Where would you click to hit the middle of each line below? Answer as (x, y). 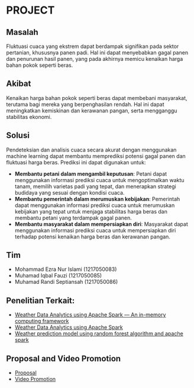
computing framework (42, 321)
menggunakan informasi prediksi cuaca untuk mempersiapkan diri (95, 230)
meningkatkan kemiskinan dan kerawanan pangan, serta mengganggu (92, 111)
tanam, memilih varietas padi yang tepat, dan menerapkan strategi (95, 186)
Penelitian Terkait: (41, 300)
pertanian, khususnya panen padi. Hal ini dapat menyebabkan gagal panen (97, 53)
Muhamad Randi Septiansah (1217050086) (66, 282)
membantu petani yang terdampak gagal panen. (73, 218)
